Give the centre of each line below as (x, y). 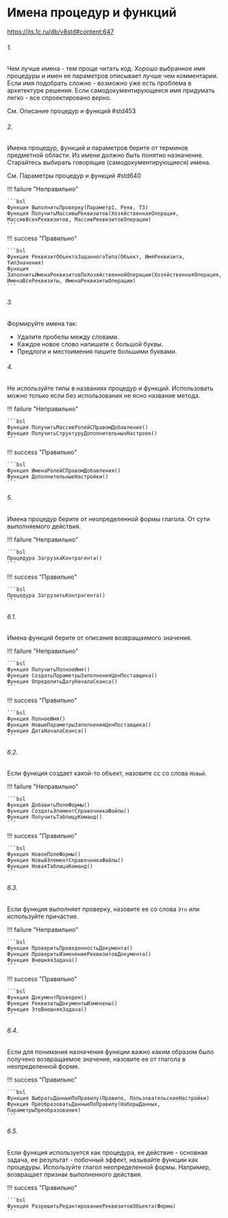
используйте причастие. (43, 916)
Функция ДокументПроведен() (47, 997)
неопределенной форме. (43, 1066)
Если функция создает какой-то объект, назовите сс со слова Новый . (107, 774)
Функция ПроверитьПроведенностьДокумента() (70, 948)
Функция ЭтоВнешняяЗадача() (47, 1010)
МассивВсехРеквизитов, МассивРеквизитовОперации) (79, 220)
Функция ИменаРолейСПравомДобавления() (64, 470)
